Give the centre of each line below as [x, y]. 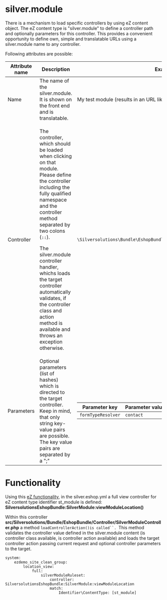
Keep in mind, [55, 411]
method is [51, 323]
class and [51, 310]
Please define [55, 174]
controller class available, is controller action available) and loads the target [82, 538]
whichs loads [55, 273]
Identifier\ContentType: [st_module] [97, 593]
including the [55, 187]
